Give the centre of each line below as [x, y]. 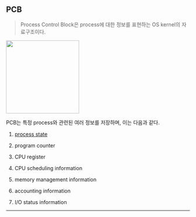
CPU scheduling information [48, 168]
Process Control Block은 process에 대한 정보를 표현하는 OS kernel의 [100, 24]
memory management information [55, 179]
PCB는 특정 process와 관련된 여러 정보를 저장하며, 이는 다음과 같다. [83, 122]
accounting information [43, 191]
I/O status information [41, 202]
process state [31, 134]
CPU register [30, 157]
